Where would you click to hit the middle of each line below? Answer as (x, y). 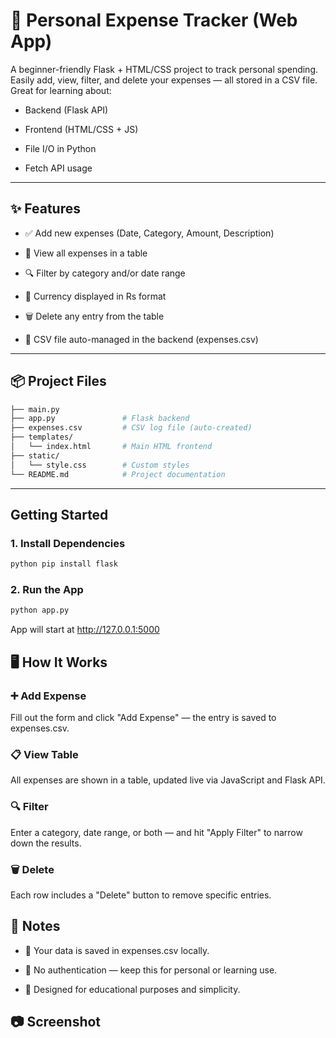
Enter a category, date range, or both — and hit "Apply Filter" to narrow (156, 832)
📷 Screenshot (56, 1022)
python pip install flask (64, 564)
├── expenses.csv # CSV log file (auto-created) (131, 428)
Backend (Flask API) (66, 110)
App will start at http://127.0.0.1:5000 (85, 630)
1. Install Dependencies (68, 543)
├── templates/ (42, 437)
